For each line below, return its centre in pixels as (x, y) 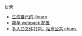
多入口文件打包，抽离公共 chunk (44, 29)
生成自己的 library (29, 17)
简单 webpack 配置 (31, 23)
